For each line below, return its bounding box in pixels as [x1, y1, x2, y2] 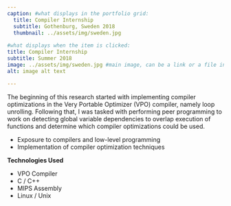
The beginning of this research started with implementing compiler [7, 92, 196, 101]
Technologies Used [7, 156, 64, 164]
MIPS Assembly [16, 184, 62, 192]
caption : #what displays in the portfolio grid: [7, 10, 149, 17]
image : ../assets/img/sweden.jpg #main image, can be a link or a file [7, 61, 217, 68]
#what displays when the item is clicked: [7, 42, 131, 49]
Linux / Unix [16, 191, 52, 200]
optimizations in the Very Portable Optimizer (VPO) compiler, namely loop [7, 100, 215, 108]
